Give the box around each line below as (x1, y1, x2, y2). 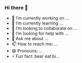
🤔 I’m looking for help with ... (11, 31, 69, 37)
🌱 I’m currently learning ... (11, 20, 64, 26)
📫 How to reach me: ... (11, 41, 58, 47)
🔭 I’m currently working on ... (11, 15, 69, 21)
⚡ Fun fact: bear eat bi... (11, 53, 60, 59)
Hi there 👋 (4, 4, 29, 11)
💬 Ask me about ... (11, 36, 49, 41)
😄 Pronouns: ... (11, 48, 43, 54)
